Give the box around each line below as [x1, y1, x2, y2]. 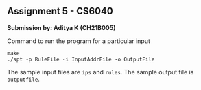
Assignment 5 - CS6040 [7, 5, 113, 17]
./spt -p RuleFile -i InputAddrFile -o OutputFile [7, 56, 155, 63]
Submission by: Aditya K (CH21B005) [7, 23, 116, 31]
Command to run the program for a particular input [7, 37, 151, 45]
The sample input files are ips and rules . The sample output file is [7, 67, 194, 76]
